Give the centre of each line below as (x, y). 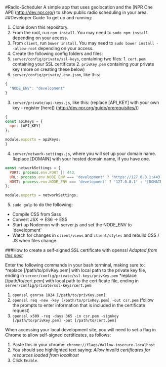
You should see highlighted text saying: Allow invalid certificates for (81, 350)
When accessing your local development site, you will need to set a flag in (81, 330)
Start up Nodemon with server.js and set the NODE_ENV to (72, 225)
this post (14, 256)
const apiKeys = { (24, 121)
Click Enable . (25, 361)
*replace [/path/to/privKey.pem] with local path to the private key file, (76, 270)
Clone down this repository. (40, 27)
